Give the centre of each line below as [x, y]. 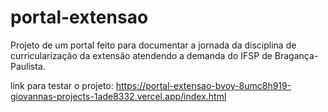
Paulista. [28, 66]
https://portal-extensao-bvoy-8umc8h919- [203, 85]
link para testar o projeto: [62, 85]
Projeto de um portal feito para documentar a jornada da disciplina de [153, 45]
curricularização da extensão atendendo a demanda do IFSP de [141, 55]
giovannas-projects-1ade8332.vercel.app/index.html [118, 96]
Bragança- [296, 55]
